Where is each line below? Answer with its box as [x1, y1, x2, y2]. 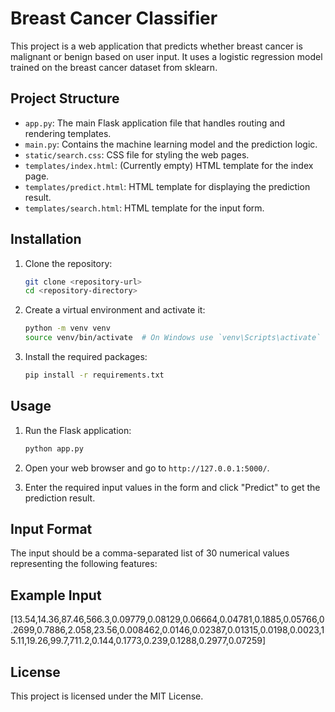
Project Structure [10, 90, 120, 107]
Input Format [10, 521, 93, 538]
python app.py [24, 443, 84, 454]
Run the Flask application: [24, 424, 132, 436]
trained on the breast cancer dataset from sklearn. [10, 61, 218, 73]
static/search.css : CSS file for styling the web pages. [24, 148, 250, 161]
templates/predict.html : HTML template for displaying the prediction [24, 180, 311, 192]
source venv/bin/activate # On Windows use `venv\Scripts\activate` [24, 333, 322, 343]
